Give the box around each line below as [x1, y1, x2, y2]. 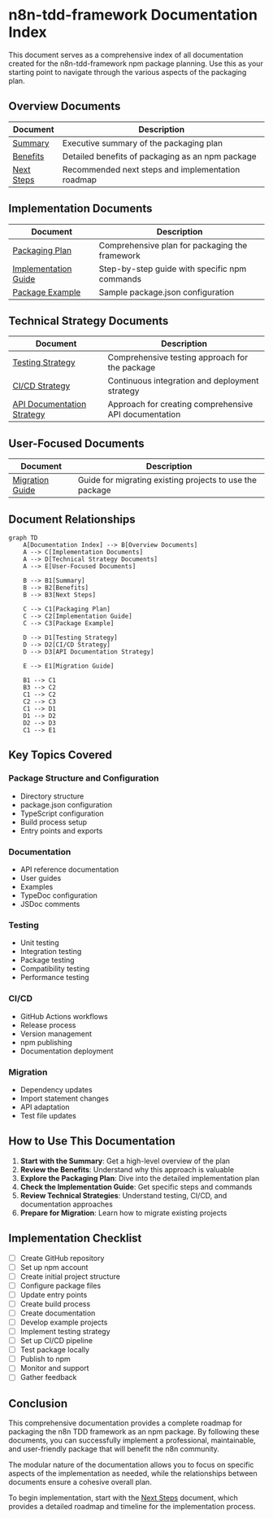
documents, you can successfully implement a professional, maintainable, [8, 1435, 256, 1446]
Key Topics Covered [8, 748, 112, 762]
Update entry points [19, 1289, 88, 1299]
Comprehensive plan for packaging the [98, 239, 248, 251]
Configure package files [19, 1280, 102, 1290]
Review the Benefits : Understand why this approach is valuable [19, 1164, 234, 1174]
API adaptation [19, 1101, 71, 1112]
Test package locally [19, 1345, 90, 1355]
